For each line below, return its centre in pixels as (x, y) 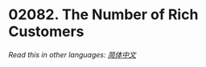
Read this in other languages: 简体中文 (72, 54)
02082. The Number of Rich (103, 15)
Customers (46, 32)
